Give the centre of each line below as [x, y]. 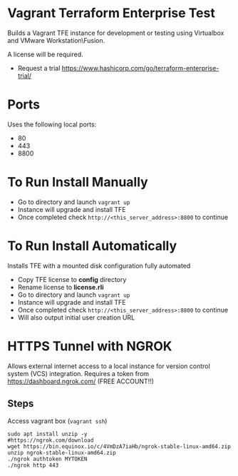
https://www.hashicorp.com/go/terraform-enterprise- [140, 68]
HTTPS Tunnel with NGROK [90, 346]
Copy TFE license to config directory [72, 279]
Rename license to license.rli [61, 287]
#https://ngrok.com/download [51, 440]
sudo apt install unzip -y [47, 434]
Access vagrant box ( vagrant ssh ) [57, 421]
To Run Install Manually [78, 182]
